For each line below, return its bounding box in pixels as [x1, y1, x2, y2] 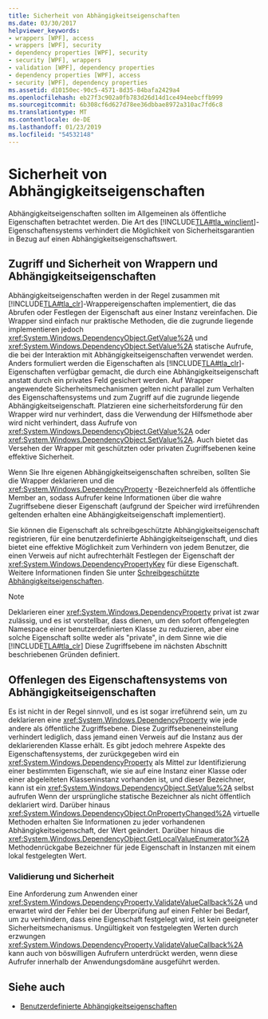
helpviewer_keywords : [8, 26, 81, 34]
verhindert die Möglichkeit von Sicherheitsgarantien [84, 225, 255, 235]
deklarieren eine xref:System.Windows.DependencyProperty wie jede [8, 715, 238, 725]
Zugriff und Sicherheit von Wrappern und [8, 257, 218, 270]
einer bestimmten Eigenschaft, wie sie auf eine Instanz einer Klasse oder [8, 766, 247, 776]
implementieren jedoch [8, 324, 84, 334]
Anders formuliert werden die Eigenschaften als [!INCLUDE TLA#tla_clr [8, 359, 239, 368]
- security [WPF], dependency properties [8, 78, 148, 86]
